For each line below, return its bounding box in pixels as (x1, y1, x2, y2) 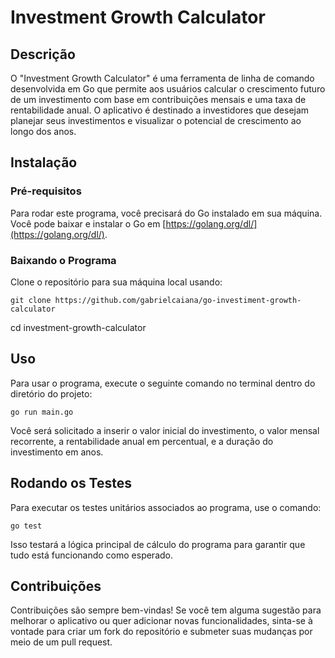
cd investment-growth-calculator (10, 321, 147, 333)
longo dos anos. (10, 126, 77, 137)
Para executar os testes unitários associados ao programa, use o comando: (10, 501, 322, 513)
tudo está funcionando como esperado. (10, 549, 173, 561)
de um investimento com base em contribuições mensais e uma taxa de (10, 94, 307, 105)
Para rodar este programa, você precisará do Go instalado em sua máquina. (10, 207, 323, 219)
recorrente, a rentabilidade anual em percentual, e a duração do (10, 435, 274, 447)
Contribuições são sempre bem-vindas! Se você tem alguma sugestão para (10, 604, 322, 616)
